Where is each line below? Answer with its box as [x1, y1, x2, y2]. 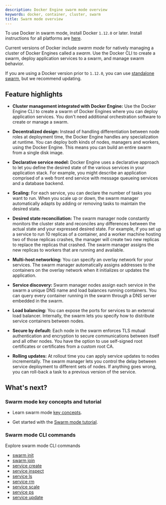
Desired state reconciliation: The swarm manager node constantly [12, 215, 150, 221]
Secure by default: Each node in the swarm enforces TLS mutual [12, 328, 146, 334]
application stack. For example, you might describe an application [12, 170, 147, 176]
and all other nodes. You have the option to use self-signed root [12, 338, 143, 344]
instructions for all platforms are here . [5, 35, 82, 41]
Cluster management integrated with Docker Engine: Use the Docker [12, 103, 156, 109]
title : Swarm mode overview [5, 16, 63, 21]
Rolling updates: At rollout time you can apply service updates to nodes [12, 353, 160, 359]
